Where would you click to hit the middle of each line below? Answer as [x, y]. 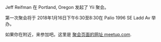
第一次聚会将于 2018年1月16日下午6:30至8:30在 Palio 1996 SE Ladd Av [78, 18]
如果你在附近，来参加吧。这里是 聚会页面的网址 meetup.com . [68, 34]
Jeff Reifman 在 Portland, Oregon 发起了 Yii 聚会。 [57, 7]
